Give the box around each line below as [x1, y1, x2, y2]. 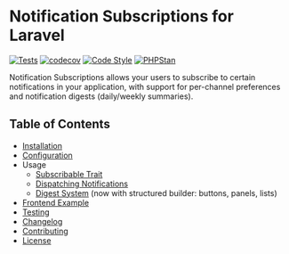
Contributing [21, 225, 68, 236]
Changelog [21, 216, 63, 226]
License [21, 234, 52, 246]
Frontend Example [21, 197, 90, 208]
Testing [21, 207, 51, 217]
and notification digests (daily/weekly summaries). [9, 91, 194, 102]
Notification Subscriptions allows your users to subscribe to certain [9, 71, 256, 82]
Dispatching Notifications [35, 178, 129, 189]
